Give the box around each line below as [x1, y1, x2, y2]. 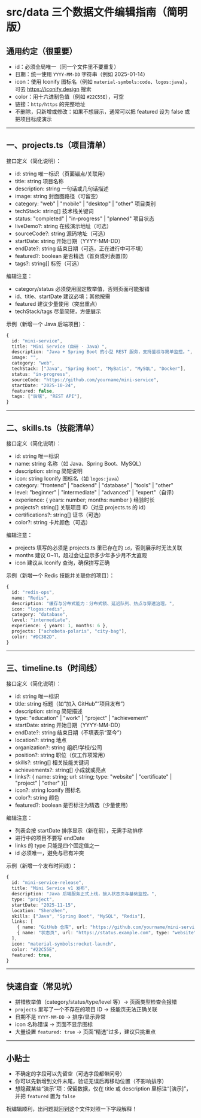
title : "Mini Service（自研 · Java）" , [11, 344, 108, 350]
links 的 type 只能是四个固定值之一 [14, 842, 100, 849]
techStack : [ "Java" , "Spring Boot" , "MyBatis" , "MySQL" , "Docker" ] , [11, 366, 186, 372]
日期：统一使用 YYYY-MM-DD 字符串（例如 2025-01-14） [14, 71, 148, 78]
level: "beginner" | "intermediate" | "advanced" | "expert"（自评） [14, 489, 178, 496]
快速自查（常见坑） [6, 981, 77, 991]
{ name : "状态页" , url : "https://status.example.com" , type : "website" [17, 930, 197, 936]
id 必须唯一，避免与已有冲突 [14, 849, 84, 856]
